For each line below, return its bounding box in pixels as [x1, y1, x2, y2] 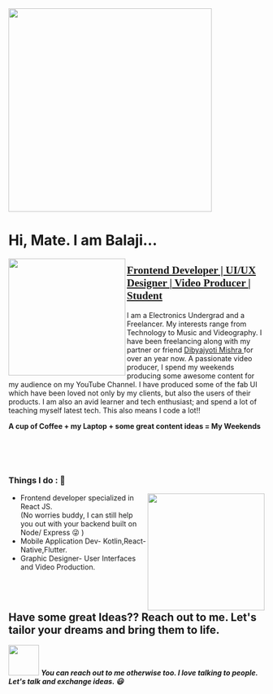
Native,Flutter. [19, 545, 67, 555]
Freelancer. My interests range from [127, 319, 247, 329]
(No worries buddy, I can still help [19, 510, 133, 520]
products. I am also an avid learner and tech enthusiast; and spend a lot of [8, 397, 258, 406]
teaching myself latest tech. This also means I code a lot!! [8, 406, 201, 415]
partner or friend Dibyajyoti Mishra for [127, 345, 253, 355]
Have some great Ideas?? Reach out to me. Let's [8, 610, 258, 624]
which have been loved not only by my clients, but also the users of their [8, 388, 251, 398]
